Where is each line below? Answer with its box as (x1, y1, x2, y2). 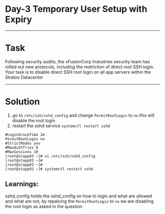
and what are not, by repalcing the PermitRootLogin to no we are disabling (5, 198, 154, 204)
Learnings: (5, 180, 39, 188)
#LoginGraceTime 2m (5, 132, 45, 137)
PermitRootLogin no (5, 136, 45, 141)
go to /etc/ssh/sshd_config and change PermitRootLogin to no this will (12, 112, 155, 118)
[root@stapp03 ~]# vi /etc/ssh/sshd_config (5, 154, 96, 159)
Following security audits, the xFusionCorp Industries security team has (5, 58, 150, 64)
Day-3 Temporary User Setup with (5, 3, 147, 15)
